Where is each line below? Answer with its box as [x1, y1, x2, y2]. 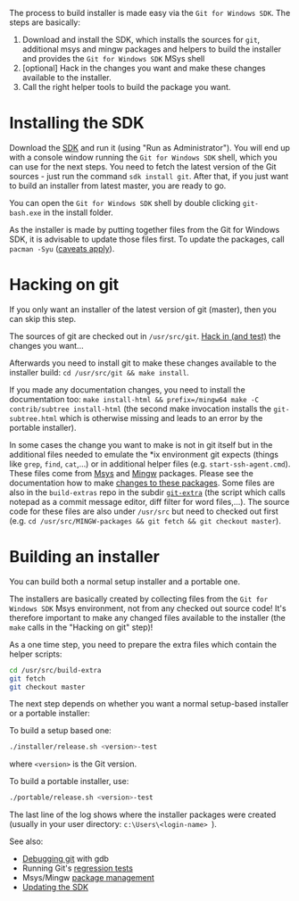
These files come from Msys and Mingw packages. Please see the [9, 467, 254, 478]
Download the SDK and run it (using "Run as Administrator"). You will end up [9, 142, 290, 153]
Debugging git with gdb [21, 854, 110, 864]
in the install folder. [43, 207, 113, 218]
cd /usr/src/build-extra [9, 665, 102, 674]
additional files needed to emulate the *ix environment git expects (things [9, 449, 279, 459]
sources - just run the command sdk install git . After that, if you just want [9, 170, 289, 181]
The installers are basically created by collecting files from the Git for [9, 593, 269, 604]
